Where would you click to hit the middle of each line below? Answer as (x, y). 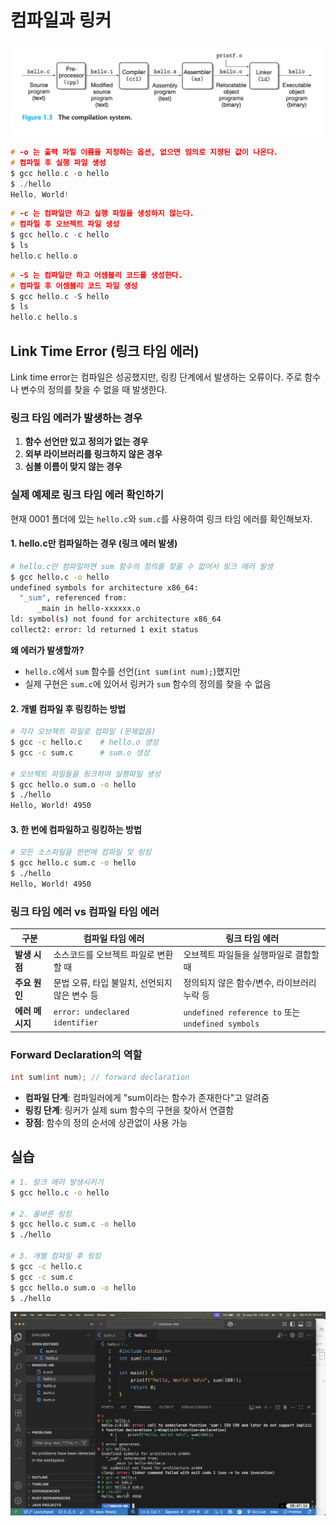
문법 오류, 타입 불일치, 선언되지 (113, 983)
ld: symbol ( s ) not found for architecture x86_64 (116, 619)
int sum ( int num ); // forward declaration (100, 1077)
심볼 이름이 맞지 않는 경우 (73, 467)
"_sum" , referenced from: (73, 598)
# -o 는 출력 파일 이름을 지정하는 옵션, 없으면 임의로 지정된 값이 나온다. (144, 152)
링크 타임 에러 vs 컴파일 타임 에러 (85, 911)
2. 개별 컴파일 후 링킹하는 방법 (68, 708)
